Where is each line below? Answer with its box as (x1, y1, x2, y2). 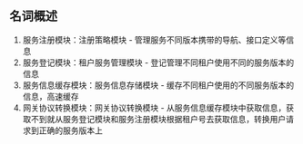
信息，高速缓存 (22, 91, 79, 101)
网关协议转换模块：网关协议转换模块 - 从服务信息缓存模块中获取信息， (22, 102, 287, 113)
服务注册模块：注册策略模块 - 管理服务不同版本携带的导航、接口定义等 (22, 34, 287, 45)
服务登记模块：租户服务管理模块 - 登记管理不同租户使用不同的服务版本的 (22, 57, 295, 68)
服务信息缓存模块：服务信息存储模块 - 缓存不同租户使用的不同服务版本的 (22, 80, 295, 91)
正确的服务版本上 (38, 125, 103, 136)
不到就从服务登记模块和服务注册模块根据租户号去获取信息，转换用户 (30, 113, 287, 124)
